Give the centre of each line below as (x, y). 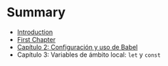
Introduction (35, 32)
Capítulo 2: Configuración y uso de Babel (77, 47)
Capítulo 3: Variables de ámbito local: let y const (89, 55)
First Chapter (36, 39)
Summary (36, 12)
